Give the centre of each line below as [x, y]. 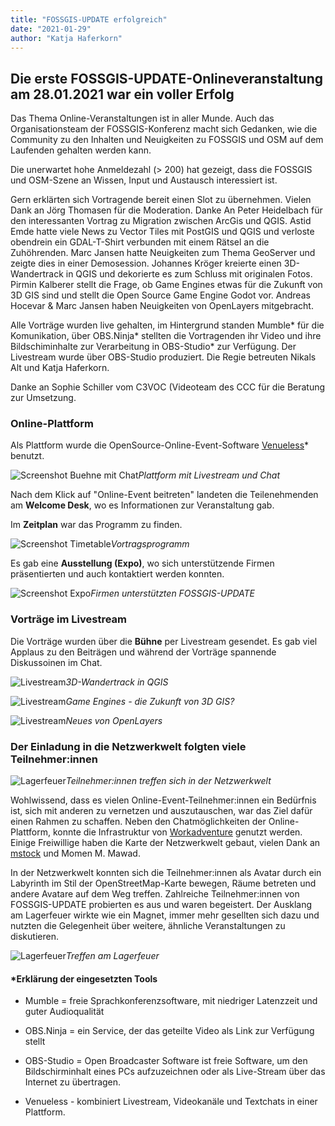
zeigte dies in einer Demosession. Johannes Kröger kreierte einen [146, 263]
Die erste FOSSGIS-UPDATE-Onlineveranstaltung [166, 78]
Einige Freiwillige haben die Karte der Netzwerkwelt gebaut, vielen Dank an [165, 843]
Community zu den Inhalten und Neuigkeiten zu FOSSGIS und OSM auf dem [167, 140]
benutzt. [27, 456]
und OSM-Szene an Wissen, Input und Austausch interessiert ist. [144, 180]
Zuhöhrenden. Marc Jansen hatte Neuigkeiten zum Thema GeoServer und [163, 253]
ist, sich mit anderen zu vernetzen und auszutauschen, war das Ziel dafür [161, 811]
